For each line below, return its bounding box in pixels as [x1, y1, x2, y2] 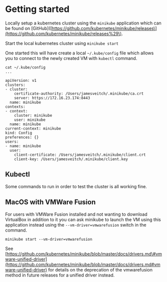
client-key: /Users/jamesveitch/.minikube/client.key [14, 156, 128, 162]
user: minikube [14, 117, 46, 122]
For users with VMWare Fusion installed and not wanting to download [5, 211, 148, 217]
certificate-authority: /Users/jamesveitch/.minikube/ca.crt [14, 91, 144, 96]
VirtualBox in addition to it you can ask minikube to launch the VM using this [5, 216, 161, 223]
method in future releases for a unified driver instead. [5, 272, 115, 278]
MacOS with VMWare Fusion [5, 198, 96, 207]
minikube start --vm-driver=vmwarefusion [5, 237, 93, 242]
